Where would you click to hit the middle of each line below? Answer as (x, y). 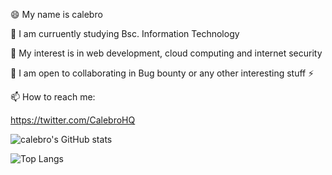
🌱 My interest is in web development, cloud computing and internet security (166, 53)
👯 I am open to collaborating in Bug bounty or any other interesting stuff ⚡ (162, 73)
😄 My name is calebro (56, 14)
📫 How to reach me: (53, 97)
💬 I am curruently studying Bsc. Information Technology (125, 33)
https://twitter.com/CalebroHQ (73, 120)
